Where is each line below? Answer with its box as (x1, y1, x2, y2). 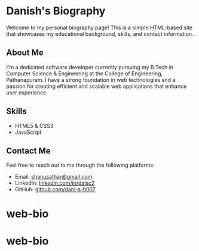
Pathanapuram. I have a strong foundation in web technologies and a (6, 76, 176, 83)
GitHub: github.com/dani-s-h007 (14, 186, 96, 193)
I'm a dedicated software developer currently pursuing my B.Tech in (6, 63, 174, 71)
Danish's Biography (6, 4, 106, 18)
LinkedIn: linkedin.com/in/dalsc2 (14, 179, 95, 186)
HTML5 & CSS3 (14, 122, 54, 129)
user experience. (6, 88, 48, 96)
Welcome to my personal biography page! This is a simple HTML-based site (6, 24, 193, 31)
